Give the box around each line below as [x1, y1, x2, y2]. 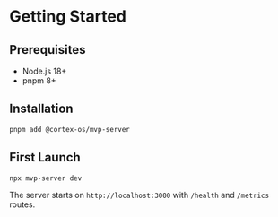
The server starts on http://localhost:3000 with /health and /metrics [9, 190, 270, 201]
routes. [9, 199, 36, 210]
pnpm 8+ [22, 75, 56, 86]
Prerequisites [9, 42, 86, 57]
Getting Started [9, 6, 127, 27]
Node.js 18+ [22, 65, 67, 76]
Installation [9, 101, 74, 117]
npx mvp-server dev [9, 173, 83, 183]
